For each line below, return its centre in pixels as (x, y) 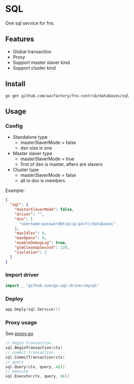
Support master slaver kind (41, 62)
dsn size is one (36, 148)
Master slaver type (32, 154)
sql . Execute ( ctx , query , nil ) (38, 376)
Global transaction (32, 51)
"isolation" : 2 (31, 252)
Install (15, 84)
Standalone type (30, 137)
